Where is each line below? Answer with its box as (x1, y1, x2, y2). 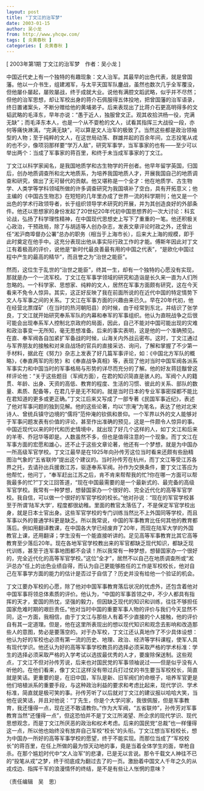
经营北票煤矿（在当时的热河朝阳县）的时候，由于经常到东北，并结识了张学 (11, 304, 198, 311)
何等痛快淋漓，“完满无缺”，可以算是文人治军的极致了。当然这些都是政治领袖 (6, 126, 197, 134)
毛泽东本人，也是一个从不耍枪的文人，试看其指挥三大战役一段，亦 (30, 118, 195, 126)
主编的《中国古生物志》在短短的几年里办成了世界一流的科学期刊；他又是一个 (6, 192, 198, 199)
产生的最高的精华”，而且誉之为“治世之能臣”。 (16, 253, 131, 260)
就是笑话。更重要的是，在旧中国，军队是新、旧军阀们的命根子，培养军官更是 (6, 674, 198, 681)
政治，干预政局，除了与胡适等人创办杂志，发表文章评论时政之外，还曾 (11, 222, 187, 230)
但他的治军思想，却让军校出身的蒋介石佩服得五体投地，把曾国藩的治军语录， (6, 95, 198, 103)
